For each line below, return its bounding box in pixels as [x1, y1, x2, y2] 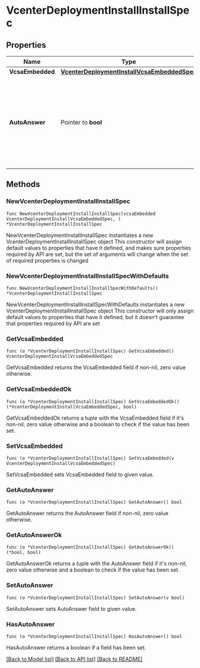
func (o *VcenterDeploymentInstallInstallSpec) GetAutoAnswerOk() [6, 544, 174, 551]
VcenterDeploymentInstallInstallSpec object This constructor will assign [6, 238, 182, 245]
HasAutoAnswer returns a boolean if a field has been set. [6, 644, 146, 651]
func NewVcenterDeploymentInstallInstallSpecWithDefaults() [6, 285, 159, 291]
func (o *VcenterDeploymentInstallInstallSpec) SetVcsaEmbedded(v [6, 455, 174, 461]
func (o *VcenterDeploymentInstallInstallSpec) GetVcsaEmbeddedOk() [6, 398, 180, 405]
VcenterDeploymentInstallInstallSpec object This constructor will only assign [6, 307, 194, 314]
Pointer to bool [60, 118, 102, 126]
